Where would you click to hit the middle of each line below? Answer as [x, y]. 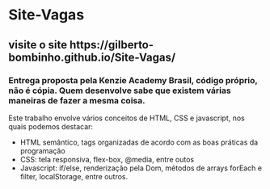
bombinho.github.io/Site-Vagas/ [92, 57]
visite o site [38, 45]
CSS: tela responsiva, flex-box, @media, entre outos [107, 159]
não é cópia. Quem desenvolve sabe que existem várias [120, 90]
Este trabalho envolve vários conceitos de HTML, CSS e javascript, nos [127, 118]
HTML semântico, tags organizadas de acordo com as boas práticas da [139, 142]
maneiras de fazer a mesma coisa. [77, 100]
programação [43, 150]
